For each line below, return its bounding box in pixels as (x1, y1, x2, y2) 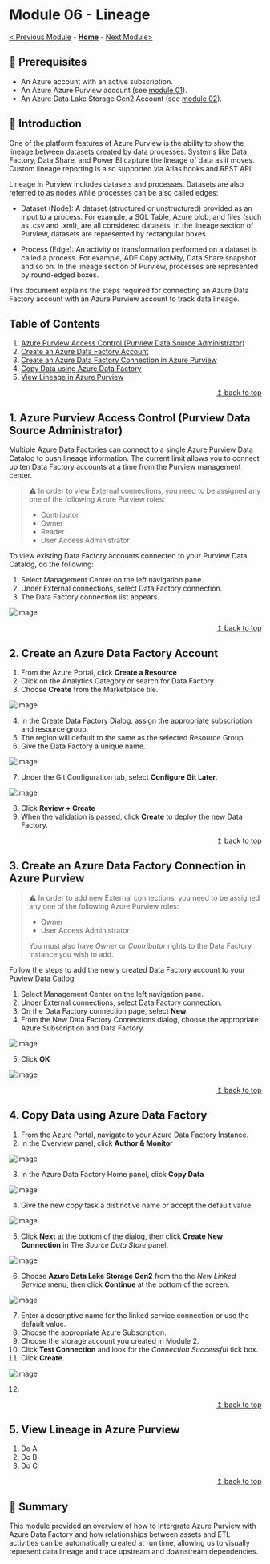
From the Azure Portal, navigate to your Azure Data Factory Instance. (20, 1130, 249, 1139)
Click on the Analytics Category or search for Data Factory (20, 676, 215, 686)
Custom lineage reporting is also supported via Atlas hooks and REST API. (9, 163, 253, 173)
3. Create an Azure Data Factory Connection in (9, 859, 247, 873)
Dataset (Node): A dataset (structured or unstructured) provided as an (20, 203, 252, 213)
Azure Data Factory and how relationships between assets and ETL (9, 1530, 231, 1539)
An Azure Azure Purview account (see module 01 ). (20, 85, 187, 95)
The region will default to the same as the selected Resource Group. (20, 733, 246, 742)
